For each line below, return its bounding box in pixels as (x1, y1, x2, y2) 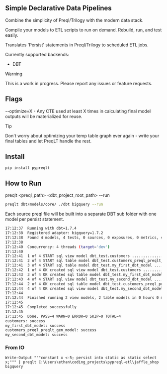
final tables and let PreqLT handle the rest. (5, 138, 92, 144)
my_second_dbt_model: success (5, 332, 68, 338)
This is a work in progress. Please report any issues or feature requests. (5, 80, 153, 86)
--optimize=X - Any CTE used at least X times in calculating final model (5, 108, 151, 114)
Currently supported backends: (5, 51, 70, 57)
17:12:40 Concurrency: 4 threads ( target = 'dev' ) (5, 244, 110, 249)
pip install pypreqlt (5, 165, 50, 171)
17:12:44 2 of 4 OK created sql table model (5, 281, 101, 286)
